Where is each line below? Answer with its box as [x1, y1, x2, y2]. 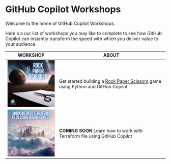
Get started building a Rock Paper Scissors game [59, 78, 162, 84]
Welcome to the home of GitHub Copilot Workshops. [5, 20, 116, 26]
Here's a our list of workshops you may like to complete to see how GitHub [5, 30, 162, 36]
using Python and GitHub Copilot [59, 84, 128, 90]
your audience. [5, 41, 37, 47]
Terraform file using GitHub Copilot [59, 133, 132, 139]
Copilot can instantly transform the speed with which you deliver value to [5, 36, 159, 42]
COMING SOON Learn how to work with [59, 128, 143, 134]
